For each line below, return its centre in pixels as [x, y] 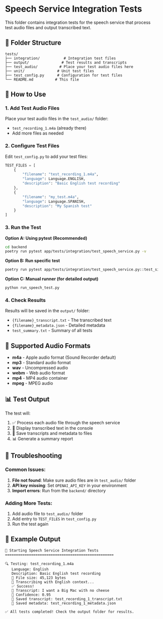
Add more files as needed [38, 133]
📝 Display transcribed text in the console [52, 428]
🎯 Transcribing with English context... [53, 582]
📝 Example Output [33, 539]
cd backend [16, 247]
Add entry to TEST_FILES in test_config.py [54, 519]
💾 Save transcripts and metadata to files [52, 433]
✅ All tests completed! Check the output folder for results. [70, 612]
